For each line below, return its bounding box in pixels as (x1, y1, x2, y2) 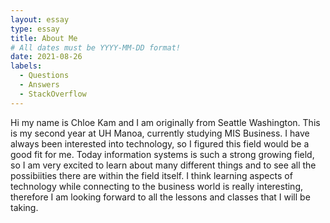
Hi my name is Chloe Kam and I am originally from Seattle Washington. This (10, 116, 321, 128)
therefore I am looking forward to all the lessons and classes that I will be (10, 191, 311, 203)
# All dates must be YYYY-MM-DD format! (10, 42, 182, 53)
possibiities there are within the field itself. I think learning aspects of (10, 169, 293, 181)
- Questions (19, 71, 70, 81)
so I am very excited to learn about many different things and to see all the (10, 159, 317, 171)
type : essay (10, 24, 60, 34)
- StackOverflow (19, 89, 87, 99)
